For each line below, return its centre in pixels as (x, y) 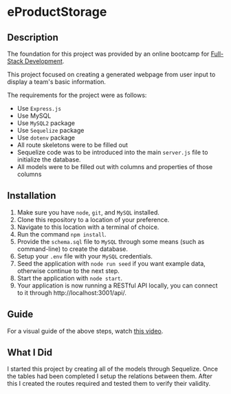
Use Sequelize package (51, 130)
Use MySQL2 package (46, 123)
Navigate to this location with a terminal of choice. (88, 227)
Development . (45, 61)
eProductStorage (57, 12)
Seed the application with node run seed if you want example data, (111, 263)
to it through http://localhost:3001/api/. (72, 292)
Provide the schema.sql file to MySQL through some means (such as (111, 241)
